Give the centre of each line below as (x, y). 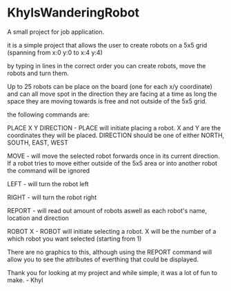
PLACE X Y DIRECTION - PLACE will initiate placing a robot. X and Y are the (114, 128)
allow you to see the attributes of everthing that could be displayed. (103, 259)
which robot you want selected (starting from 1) (74, 239)
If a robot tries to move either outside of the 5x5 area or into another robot (112, 163)
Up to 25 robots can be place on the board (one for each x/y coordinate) (110, 86)
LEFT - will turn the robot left (48, 183)
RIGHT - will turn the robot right (52, 197)
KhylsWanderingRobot (73, 13)
